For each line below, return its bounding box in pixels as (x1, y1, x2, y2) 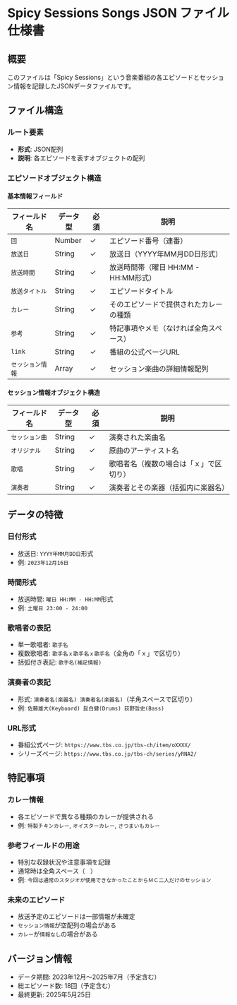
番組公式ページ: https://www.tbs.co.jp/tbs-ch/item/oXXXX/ (17, 740, 191, 749)
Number (54, 235, 83, 245)
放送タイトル (11, 287, 47, 295)
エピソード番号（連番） (109, 236, 188, 246)
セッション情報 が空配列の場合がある (17, 921, 117, 929)
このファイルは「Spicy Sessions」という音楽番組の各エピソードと (7, 73, 200, 81)
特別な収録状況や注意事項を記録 (17, 857, 111, 866)
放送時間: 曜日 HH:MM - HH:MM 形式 (17, 595, 114, 603)
